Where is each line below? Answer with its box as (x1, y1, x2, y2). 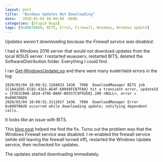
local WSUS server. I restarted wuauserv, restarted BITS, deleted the (5, 53, 143, 59)
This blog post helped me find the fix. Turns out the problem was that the (5, 126, 152, 132)
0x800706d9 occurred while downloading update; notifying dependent (5, 104, 147, 109)
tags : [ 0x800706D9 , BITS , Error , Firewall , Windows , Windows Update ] (5, 25, 150, 30)
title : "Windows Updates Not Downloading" (5, 12, 95, 17)
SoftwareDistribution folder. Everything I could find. (5, 59, 108, 64)
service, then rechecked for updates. (5, 142, 80, 148)
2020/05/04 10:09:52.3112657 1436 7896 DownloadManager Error (5, 100, 139, 105)
